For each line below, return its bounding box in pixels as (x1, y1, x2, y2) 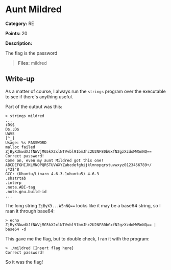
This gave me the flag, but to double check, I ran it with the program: (5, 235, 150, 241)
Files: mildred (17, 60, 47, 66)
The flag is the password (5, 50, 58, 56)
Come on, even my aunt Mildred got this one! (5, 158, 104, 163)
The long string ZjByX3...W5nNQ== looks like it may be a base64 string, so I (5, 202, 161, 208)
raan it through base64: (5, 208, 55, 214)
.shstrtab (5, 176, 27, 181)
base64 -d (5, 227, 27, 232)
